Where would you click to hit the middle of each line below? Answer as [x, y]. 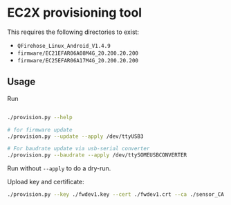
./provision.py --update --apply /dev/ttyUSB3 [75, 136]
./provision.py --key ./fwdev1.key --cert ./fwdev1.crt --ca [97, 195]
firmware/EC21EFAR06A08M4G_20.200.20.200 [77, 53]
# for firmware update [40, 130]
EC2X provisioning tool [75, 13]
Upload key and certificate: [46, 182]
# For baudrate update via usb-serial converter [78, 149]
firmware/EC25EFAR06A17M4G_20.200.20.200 [77, 60]
